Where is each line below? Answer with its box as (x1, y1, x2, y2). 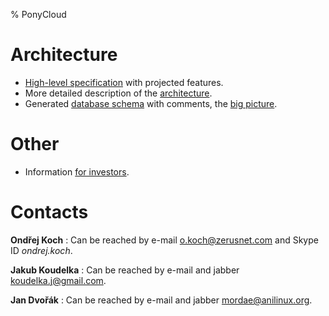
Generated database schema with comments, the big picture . (24, 97, 278, 109)
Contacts (10, 201, 89, 224)
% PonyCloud (10, 9, 67, 20)
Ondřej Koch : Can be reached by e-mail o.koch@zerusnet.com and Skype (10, 234, 319, 246)
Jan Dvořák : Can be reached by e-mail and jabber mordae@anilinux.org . (10, 294, 313, 306)
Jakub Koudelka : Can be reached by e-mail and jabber (10, 264, 240, 276)
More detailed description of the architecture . (24, 87, 213, 99)
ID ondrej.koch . (10, 244, 73, 256)
